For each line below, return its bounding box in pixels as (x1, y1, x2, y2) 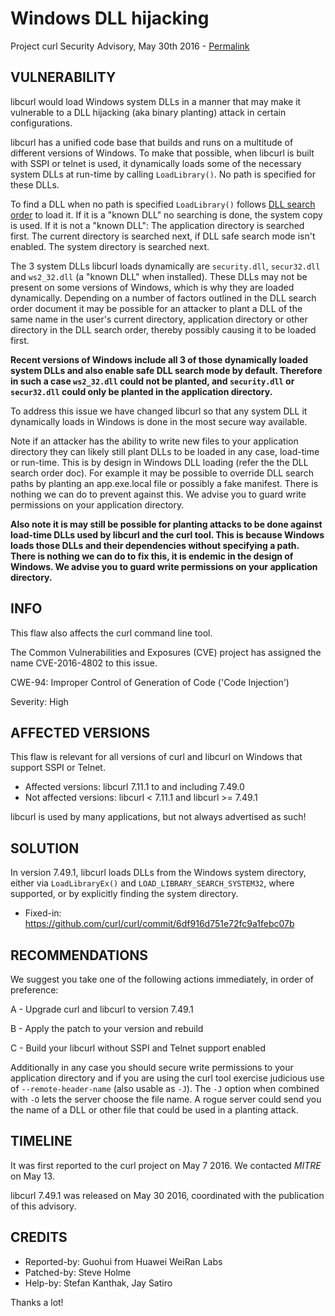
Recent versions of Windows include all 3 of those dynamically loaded (10, 353, 309, 366)
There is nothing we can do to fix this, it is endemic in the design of (10, 550, 294, 562)
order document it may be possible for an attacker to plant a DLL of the (10, 302, 303, 314)
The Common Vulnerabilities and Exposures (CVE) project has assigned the (10, 646, 322, 658)
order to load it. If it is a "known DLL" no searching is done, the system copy (10, 208, 323, 221)
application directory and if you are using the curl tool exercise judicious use (10, 1072, 325, 1084)
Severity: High (10, 695, 69, 707)
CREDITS (10, 1229, 68, 1246)
